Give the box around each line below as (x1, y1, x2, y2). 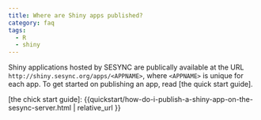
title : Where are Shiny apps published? (8, 11, 144, 20)
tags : (8, 26, 26, 34)
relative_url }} (77, 103, 121, 113)
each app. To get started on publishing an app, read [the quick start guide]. (8, 80, 253, 89)
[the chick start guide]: (8, 95, 83, 104)
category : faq (8, 19, 55, 27)
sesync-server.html (8, 103, 72, 113)
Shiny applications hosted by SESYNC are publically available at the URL (8, 62, 244, 72)
